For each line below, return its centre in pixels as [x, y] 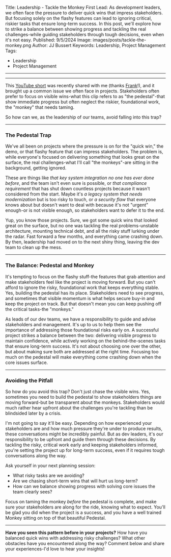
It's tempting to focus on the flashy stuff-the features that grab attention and [85, 276]
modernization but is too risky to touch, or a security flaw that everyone [81, 200]
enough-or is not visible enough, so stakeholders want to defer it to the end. [85, 210]
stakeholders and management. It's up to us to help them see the [73, 324]
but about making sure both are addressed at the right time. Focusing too [82, 351]
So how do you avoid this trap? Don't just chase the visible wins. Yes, [78, 391]
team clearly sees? [32, 492]
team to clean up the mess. [34, 248]
